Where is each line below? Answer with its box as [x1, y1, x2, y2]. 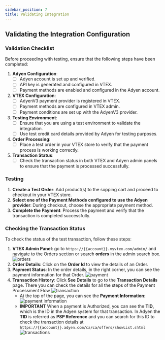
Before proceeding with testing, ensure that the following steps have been [5, 56, 156, 62]
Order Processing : [12, 136, 51, 142]
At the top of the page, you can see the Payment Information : [19, 293, 146, 299]
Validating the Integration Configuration [5, 30, 131, 38]
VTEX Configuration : [12, 93, 56, 99]
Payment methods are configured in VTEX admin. [19, 103, 120, 109]
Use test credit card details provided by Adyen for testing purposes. [19, 131, 158, 136]
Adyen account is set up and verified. [19, 76, 96, 82]
